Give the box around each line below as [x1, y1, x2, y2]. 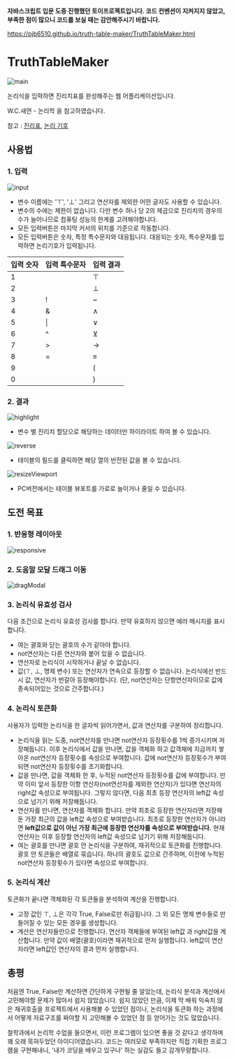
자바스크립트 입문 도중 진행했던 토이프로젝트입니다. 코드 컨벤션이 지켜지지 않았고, [7, 7, 226, 15]
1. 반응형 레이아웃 [7, 529, 63, 539]
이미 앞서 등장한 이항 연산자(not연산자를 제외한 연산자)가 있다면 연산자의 [24, 779, 221, 788]
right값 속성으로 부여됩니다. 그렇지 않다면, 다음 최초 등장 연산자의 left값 [17, 788, 212, 797]
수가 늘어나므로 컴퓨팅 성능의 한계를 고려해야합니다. [17, 215, 158, 223]
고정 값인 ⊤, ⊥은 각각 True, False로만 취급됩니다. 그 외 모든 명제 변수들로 [17, 910, 219, 918]
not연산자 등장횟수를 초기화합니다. [30, 762, 124, 770]
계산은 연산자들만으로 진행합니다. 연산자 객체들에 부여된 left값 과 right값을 [17, 927, 219, 936]
